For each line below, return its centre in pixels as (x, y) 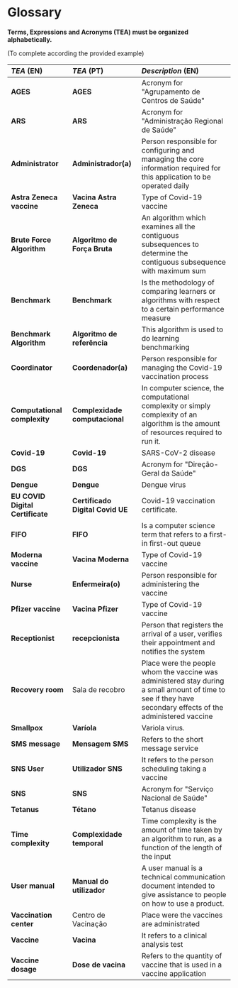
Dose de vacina (99, 965)
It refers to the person (177, 759)
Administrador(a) (102, 163)
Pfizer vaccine (36, 609)
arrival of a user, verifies (182, 634)
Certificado (92, 500)
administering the (170, 584)
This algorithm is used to (182, 329)
